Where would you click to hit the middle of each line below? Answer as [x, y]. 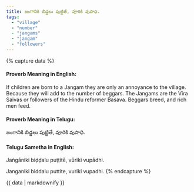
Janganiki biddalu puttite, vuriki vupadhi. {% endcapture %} [78, 172]
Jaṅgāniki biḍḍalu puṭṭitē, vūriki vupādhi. [55, 160]
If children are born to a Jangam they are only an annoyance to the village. [96, 87]
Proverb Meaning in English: [41, 74]
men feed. [19, 106]
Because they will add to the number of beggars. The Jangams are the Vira [97, 94]
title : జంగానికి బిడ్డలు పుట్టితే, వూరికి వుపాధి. [53, 11]
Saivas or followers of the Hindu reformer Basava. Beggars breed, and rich [96, 100]
